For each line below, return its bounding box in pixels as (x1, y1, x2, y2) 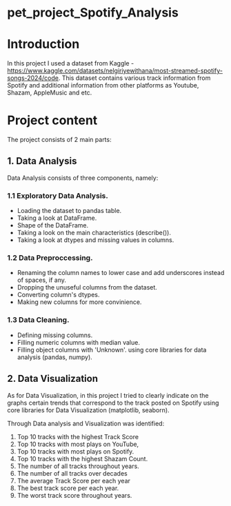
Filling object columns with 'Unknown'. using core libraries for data (17, 345, 207, 354)
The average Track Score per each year (17, 476, 131, 485)
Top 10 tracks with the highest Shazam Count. (17, 454, 148, 463)
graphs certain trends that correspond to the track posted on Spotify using (7, 398, 219, 407)
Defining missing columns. (17, 331, 93, 339)
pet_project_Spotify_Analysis (7, 5, 179, 21)
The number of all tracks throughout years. (17, 462, 139, 470)
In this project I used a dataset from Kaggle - (7, 59, 134, 68)
